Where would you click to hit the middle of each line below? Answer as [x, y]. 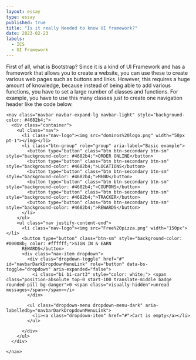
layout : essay [23, 11]
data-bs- [138, 264]
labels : [16, 39]
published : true [26, 22]
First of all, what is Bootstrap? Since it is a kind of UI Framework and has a [96, 66]
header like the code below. [40, 104]
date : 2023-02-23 [27, 34]
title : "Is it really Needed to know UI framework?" [72, 28]
